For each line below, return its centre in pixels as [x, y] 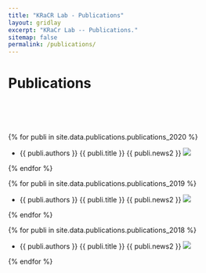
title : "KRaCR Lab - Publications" [66, 15]
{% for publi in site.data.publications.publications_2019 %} [103, 184]
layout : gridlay [34, 23]
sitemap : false [33, 37]
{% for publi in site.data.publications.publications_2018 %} [103, 230]
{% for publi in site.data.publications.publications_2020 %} [103, 137]
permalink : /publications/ [52, 45]
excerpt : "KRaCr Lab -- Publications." [73, 30]
